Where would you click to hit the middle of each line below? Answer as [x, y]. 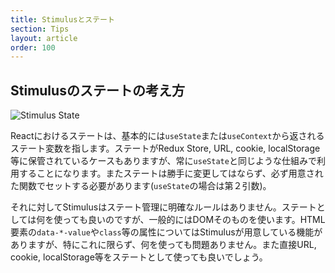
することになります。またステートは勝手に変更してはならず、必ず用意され [171, 173]
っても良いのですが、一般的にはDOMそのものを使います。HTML [194, 220]
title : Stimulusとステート [62, 19]
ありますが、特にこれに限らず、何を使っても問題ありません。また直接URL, [163, 245]
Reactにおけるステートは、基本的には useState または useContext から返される [167, 136]
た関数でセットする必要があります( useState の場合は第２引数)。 [141, 186]
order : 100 [33, 47]
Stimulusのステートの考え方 [97, 90]
